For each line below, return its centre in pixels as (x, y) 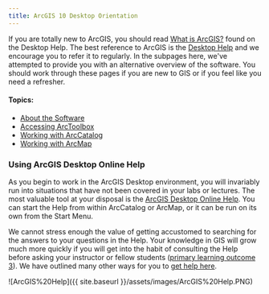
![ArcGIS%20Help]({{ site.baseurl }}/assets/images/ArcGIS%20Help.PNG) (130, 282)
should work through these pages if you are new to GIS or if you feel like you (135, 72)
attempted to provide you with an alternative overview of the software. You (132, 64)
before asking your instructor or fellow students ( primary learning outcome (132, 258)
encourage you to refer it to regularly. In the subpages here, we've (118, 56)
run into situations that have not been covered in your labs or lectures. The (132, 191)
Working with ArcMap (56, 143)
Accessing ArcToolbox (57, 126)
